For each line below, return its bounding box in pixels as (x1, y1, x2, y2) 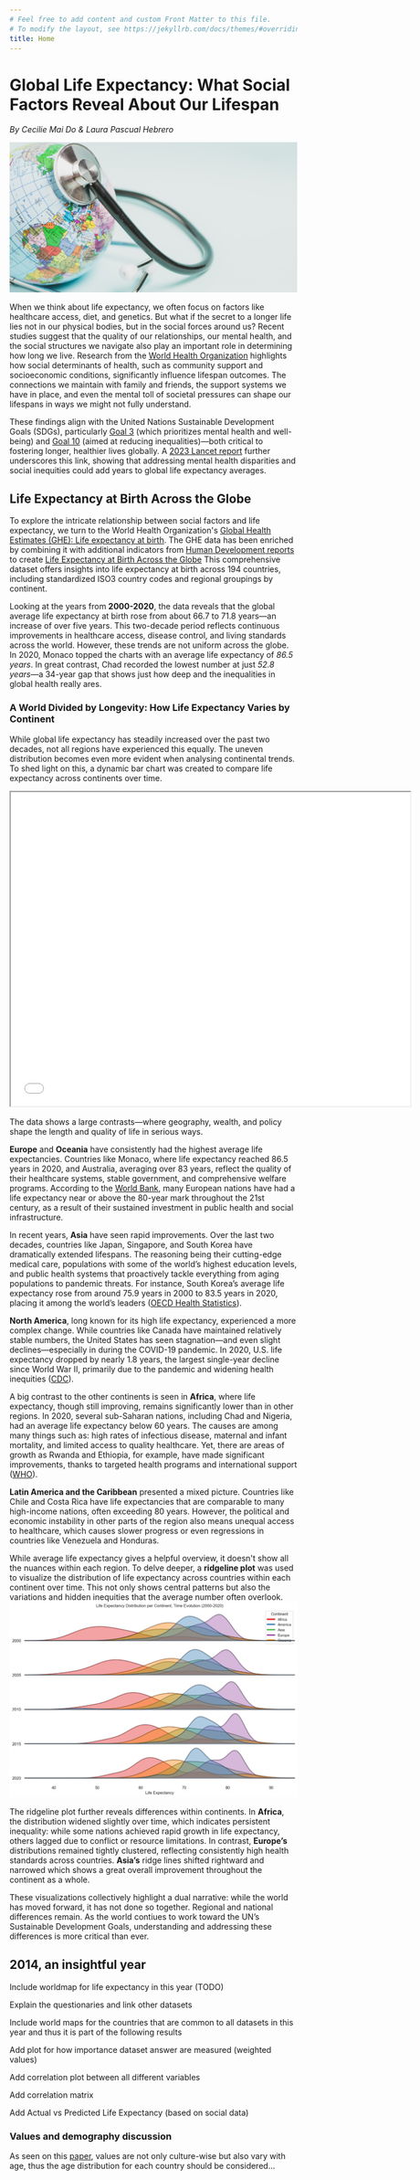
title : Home (9, 34, 55, 43)
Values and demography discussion (9, 2130, 172, 2143)
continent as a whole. (9, 1874, 90, 1885)
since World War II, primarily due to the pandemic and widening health (9, 1363, 274, 1374)
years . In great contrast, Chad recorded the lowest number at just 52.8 (9, 659, 275, 671)
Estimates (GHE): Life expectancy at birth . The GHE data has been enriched (9, 534, 294, 545)
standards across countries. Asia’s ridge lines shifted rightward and (9, 1855, 265, 1866)
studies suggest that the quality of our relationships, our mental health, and (9, 330, 292, 342)
